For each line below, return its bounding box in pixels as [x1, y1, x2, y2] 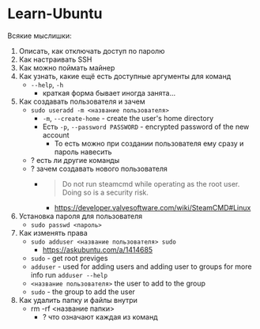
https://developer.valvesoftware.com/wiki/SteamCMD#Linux [54, 202, 251, 212]
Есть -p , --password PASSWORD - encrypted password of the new [42, 122, 250, 131]
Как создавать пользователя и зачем [18, 96, 145, 106]
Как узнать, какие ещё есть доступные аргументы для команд [18, 71, 232, 81]
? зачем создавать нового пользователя [30, 164, 168, 173]
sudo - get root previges [30, 253, 108, 263]
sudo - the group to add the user [30, 286, 136, 297]
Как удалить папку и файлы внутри [18, 295, 138, 304]
